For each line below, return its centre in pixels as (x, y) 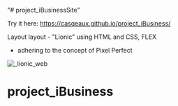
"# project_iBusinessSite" (44, 10)
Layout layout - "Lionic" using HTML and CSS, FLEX (82, 37)
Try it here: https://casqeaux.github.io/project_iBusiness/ (89, 23)
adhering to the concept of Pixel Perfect (75, 50)
